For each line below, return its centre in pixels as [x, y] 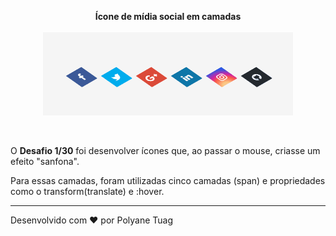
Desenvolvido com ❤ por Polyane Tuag [91, 220]
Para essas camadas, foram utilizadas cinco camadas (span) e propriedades [168, 180]
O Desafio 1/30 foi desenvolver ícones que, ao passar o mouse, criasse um [165, 150]
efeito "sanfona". [45, 161]
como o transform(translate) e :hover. [87, 191]
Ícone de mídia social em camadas [168, 16]
